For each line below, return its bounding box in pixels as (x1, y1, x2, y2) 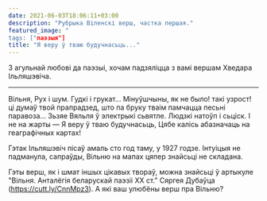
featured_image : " (8, 26, 69, 34)
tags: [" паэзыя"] (8, 33, 66, 42)
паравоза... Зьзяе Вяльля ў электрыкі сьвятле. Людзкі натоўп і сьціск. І (8, 111, 250, 121)
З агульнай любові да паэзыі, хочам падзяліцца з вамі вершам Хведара (8, 63, 253, 72)
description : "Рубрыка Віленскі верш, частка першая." (8, 19, 194, 27)
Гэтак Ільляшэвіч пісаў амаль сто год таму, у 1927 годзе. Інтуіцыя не (8, 144, 241, 153)
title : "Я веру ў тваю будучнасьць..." (8, 41, 141, 49)
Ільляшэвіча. (8, 72, 52, 81)
